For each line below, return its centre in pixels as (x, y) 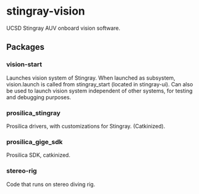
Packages (25, 47)
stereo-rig (22, 171)
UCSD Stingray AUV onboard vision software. (63, 28)
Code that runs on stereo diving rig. (51, 184)
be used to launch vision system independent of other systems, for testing (100, 91)
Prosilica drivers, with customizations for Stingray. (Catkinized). (86, 126)
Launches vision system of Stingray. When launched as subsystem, (91, 78)
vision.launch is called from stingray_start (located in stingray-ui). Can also (100, 84)
